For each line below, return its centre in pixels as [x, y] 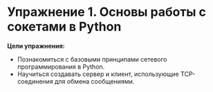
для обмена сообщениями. [94, 81]
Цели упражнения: [36, 46]
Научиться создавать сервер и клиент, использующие [98, 74]
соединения [35, 81]
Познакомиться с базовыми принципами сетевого [92, 59]
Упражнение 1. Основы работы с [106, 12]
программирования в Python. [61, 66]
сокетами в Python [64, 27]
